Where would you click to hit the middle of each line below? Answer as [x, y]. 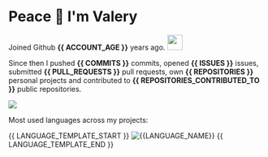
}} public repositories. [45, 89]
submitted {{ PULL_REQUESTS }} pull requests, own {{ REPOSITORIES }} [131, 72]
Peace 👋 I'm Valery [73, 17]
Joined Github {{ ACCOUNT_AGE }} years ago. [87, 47]
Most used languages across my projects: [78, 120]
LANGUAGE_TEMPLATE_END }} [61, 144]
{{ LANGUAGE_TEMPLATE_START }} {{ [116, 135]
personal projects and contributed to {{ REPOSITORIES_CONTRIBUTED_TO [134, 80]
